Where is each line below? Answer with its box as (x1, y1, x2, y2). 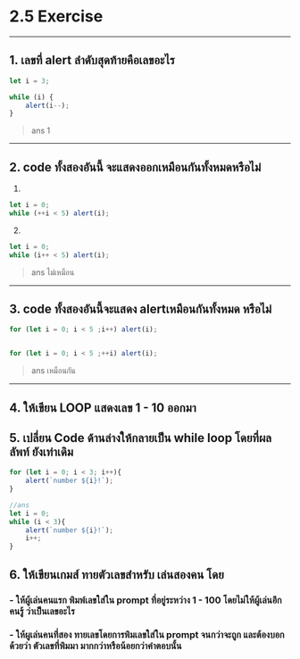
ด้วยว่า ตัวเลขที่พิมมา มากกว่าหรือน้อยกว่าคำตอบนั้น (9, 640, 182, 653)
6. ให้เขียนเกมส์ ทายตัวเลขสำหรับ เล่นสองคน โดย (9, 567, 225, 582)
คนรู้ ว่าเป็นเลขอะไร (9, 605, 76, 617)
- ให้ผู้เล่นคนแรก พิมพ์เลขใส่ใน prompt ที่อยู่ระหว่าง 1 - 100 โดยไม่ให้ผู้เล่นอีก (9, 594, 283, 606)
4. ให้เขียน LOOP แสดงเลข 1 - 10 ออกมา (9, 400, 196, 415)
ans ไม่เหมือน (30, 266, 75, 278)
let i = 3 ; (9, 76, 50, 86)
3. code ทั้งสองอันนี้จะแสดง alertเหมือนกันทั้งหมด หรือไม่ (9, 301, 272, 316)
